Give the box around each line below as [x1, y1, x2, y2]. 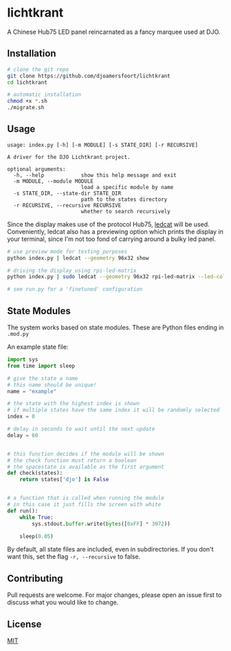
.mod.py [7, 331, 30, 338]
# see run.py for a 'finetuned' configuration [7, 286, 143, 293]
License [7, 618, 42, 630]
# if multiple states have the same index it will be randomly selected [7, 407, 220, 414]
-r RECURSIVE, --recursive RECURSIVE [13, 202, 122, 208]
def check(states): [7, 469, 63, 477]
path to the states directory [80, 195, 168, 203]
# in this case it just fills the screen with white [7, 501, 162, 508]
